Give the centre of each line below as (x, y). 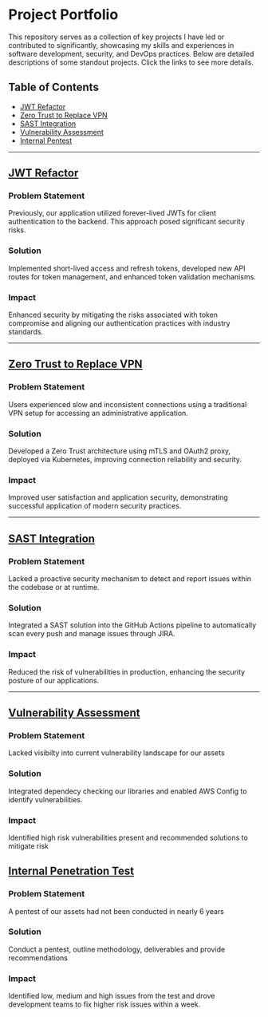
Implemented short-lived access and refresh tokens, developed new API (127, 268)
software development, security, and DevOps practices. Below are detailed (131, 53)
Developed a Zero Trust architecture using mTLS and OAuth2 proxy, (120, 451)
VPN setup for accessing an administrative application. (99, 413)
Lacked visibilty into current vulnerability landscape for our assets (116, 753)
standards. (26, 332)
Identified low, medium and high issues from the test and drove (112, 996)
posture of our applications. (54, 680)
